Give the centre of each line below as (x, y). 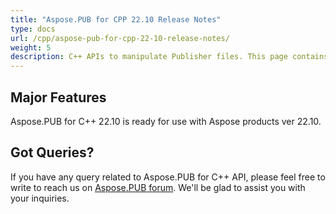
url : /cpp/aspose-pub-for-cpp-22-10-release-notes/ (120, 38)
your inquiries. (40, 198)
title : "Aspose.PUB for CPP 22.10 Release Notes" (116, 19)
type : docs (33, 29)
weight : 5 (31, 47)
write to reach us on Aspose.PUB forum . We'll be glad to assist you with (158, 187)
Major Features (58, 97)
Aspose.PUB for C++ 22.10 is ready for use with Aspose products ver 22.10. (166, 121)
